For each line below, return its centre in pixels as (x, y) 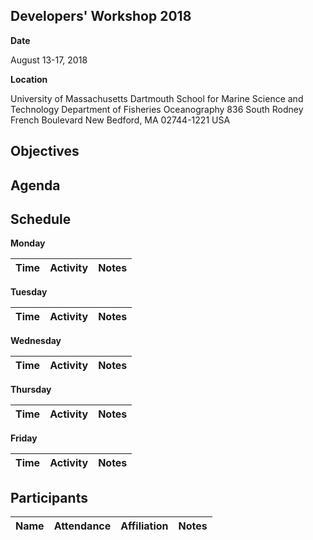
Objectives (45, 151)
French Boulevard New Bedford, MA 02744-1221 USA (120, 120)
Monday (28, 243)
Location (29, 79)
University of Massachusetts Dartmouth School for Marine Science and (157, 98)
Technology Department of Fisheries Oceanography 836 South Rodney (157, 109)
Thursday (31, 390)
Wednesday (36, 341)
